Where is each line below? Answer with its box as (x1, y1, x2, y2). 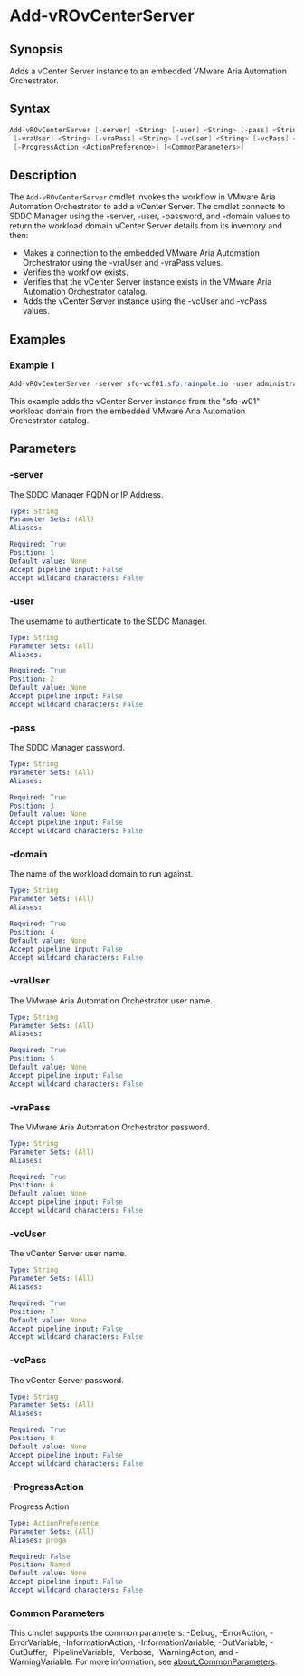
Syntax (9, 102, 51, 117)
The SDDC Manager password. (9, 742, 125, 753)
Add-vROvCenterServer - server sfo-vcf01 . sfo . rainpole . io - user (9, 379, 253, 388)
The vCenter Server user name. (9, 1248, 127, 1259)
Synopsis (9, 42, 63, 57)
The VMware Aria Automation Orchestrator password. (9, 1121, 210, 1132)
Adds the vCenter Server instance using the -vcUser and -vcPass (22, 295, 268, 306)
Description (9, 167, 77, 182)
